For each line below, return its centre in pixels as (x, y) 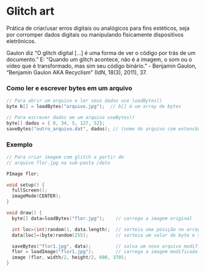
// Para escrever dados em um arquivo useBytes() (71, 117)
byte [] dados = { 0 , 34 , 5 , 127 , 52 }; (56, 123)
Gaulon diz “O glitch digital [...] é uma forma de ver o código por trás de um (101, 52)
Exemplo (20, 145)
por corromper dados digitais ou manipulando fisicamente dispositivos (95, 34)
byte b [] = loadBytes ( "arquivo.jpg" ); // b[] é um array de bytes (94, 107)
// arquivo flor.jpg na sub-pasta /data (59, 163)
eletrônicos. (21, 41)
